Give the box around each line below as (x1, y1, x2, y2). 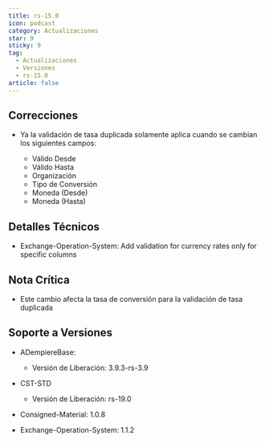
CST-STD (19, 378, 52, 388)
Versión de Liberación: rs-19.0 (31, 394, 132, 404)
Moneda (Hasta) (31, 197, 86, 206)
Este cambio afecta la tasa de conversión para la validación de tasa (19, 294, 243, 303)
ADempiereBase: (19, 347, 76, 357)
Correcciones (8, 108, 79, 122)
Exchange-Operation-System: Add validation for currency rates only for (19, 242, 257, 251)
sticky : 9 (8, 42, 42, 50)
